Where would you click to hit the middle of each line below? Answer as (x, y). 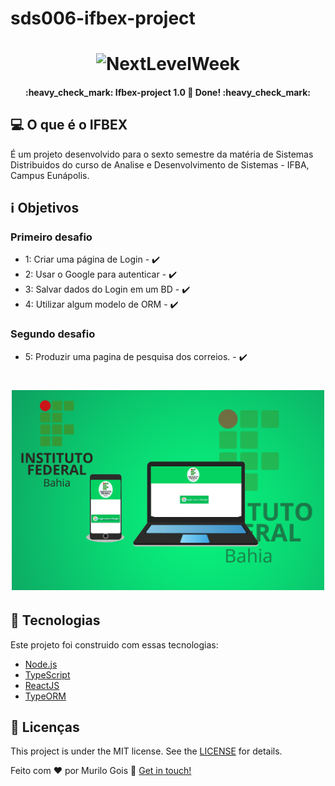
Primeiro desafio (51, 237)
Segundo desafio (53, 334)
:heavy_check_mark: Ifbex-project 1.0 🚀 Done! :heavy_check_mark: (168, 92)
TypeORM (45, 696)
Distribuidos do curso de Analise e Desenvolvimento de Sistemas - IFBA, (160, 164)
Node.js (41, 664)
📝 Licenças (45, 727)
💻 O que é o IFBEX (69, 125)
